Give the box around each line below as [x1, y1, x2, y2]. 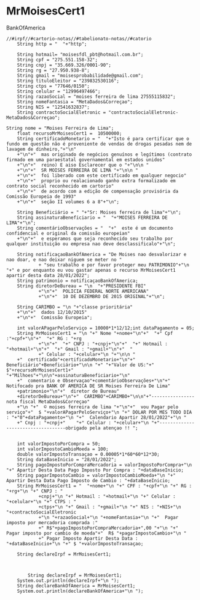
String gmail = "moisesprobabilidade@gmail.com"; [17, 72, 144, 79]
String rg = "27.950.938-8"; [17, 67, 90, 73]
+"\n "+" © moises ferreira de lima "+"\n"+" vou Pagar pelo [17, 404, 179, 410]
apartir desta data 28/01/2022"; [6, 272, 90, 278]
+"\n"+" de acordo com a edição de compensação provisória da [17, 188, 179, 194]
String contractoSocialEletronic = [17, 109, 106, 115]
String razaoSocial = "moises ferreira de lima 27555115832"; [17, 93, 176, 100]
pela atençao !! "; [89, 425, 138, 431]
